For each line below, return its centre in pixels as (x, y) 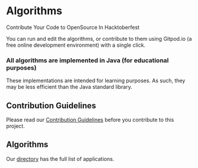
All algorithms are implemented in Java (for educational (87, 60)
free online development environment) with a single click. (76, 45)
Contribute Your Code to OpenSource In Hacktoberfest (73, 27)
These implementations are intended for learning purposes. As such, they (96, 80)
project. (16, 126)
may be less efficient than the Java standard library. (69, 87)
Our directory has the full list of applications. (60, 159)
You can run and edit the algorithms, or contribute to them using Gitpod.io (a (99, 38)
